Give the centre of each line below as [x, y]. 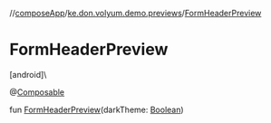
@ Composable [37, 92]
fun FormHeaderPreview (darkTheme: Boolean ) [97, 109]
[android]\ [28, 74]
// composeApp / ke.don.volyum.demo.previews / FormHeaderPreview [135, 13]
